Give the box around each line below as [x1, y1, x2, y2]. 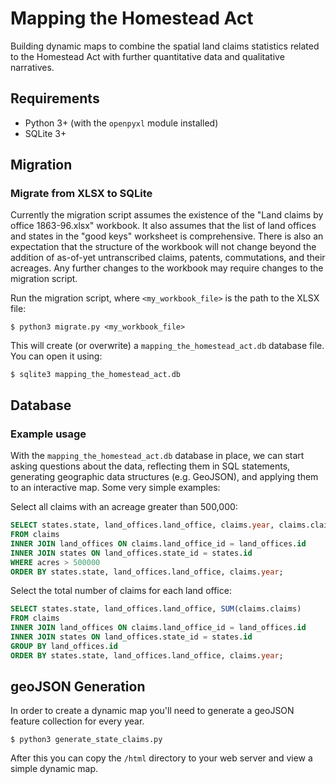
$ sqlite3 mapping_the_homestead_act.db [10, 370, 182, 380]
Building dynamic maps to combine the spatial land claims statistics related [10, 40, 320, 52]
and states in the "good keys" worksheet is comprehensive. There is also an [10, 230, 324, 242]
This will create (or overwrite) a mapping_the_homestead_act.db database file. [10, 340, 325, 352]
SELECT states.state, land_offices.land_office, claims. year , [10, 520, 275, 531]
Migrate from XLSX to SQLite [10, 187, 153, 201]
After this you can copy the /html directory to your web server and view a [10, 752, 313, 764]
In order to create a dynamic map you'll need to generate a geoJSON [10, 705, 295, 717]
